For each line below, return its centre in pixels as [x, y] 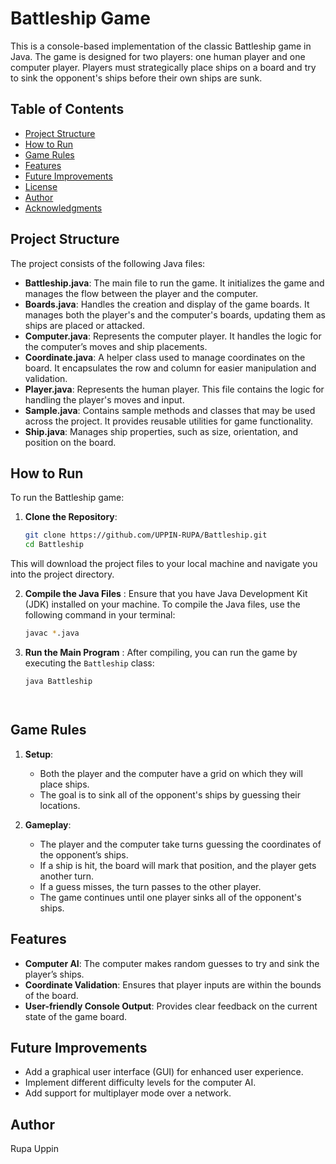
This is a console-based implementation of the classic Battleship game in [161, 46]
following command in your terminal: [100, 615]
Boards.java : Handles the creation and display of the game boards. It [167, 304]
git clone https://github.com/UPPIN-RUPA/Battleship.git [146, 535]
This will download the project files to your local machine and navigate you [164, 564]
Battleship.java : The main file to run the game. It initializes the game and [174, 283]
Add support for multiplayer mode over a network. [128, 1093]
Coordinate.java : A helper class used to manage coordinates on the [165, 357]
